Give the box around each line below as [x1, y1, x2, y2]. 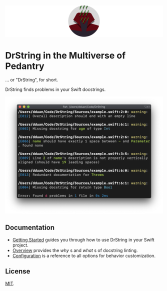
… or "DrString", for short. [5, 77, 58, 83]
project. [12, 242, 28, 248]
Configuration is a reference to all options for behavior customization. [12, 252, 156, 258]
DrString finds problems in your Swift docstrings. [5, 86, 106, 92]
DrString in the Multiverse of [5, 49, 126, 61]
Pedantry [5, 60, 44, 71]
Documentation [5, 223, 55, 232]
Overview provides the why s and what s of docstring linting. [12, 247, 138, 253]
